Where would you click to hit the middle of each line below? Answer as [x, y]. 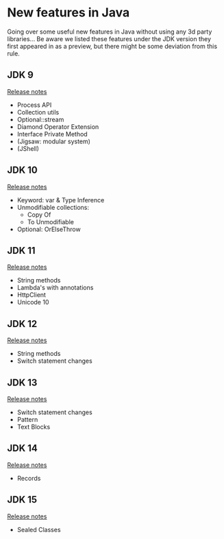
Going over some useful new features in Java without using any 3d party [110, 32]
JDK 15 [22, 500]
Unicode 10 [33, 302]
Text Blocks [34, 427]
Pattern [27, 419]
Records [29, 478]
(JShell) [28, 148]
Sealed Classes [39, 529]
